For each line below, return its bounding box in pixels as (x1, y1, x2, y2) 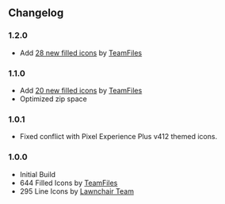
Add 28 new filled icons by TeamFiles (19, 47, 143, 58)
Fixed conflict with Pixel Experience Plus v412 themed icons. (19, 132, 218, 142)
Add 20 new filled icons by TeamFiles (19, 85, 143, 95)
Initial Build (19, 169, 56, 179)
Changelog (8, 6, 64, 20)
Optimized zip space (19, 94, 87, 104)
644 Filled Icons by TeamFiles (19, 178, 118, 187)
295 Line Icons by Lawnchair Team (19, 186, 135, 196)
